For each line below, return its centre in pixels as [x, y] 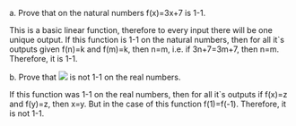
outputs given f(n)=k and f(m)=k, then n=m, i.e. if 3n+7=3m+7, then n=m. [144, 49]
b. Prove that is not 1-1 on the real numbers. [95, 77]
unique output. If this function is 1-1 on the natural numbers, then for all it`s [147, 40]
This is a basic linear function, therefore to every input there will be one [141, 30]
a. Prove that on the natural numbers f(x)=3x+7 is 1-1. [108, 13]
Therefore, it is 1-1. [44, 59]
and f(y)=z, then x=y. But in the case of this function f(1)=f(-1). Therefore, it [148, 104]
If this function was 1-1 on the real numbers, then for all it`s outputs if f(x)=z [148, 94]
